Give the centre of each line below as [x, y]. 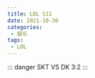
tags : [15, 40]
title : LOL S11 [30, 14]
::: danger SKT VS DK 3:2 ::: [48, 67]
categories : [25, 27]
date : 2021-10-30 [33, 21]
